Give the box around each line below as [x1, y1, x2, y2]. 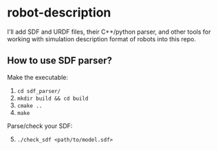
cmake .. [17, 102, 43, 109]
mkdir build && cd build [17, 95, 89, 102]
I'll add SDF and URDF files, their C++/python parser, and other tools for [7, 28, 211, 36]
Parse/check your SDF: [7, 122, 73, 130]
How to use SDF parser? [7, 55, 112, 67]
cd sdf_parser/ [17, 87, 61, 94]
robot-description [7, 5, 111, 21]
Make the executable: [7, 73, 69, 81]
